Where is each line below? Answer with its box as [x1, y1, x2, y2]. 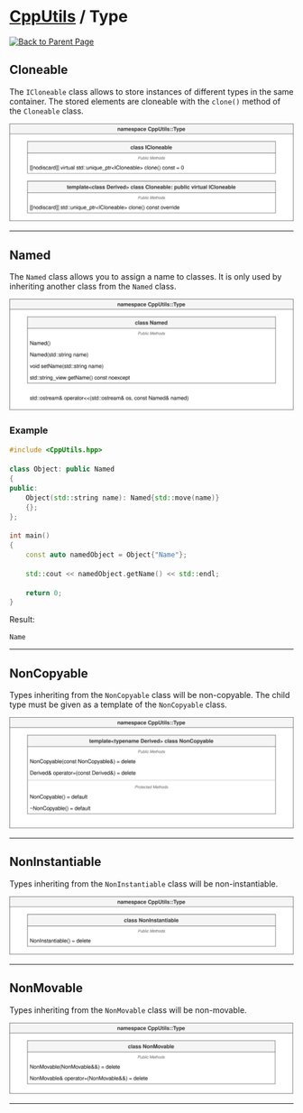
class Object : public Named [9, 465, 115, 474]
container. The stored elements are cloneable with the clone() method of [9, 96, 281, 106]
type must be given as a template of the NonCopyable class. [9, 699, 227, 710]
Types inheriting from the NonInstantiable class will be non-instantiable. [9, 878, 279, 889]
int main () [9, 531, 50, 540]
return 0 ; [25, 588, 63, 597]
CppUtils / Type [9, 6, 128, 27]
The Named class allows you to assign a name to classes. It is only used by [9, 271, 282, 282]
